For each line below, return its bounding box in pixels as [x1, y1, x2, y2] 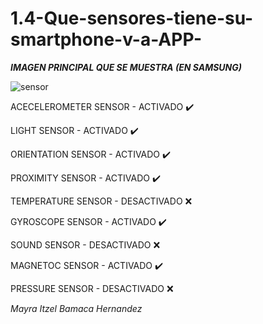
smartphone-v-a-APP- [10, 28, 203, 51]
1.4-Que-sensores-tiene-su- [10, 7, 254, 30]
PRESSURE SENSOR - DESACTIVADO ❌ [10, 282, 174, 294]
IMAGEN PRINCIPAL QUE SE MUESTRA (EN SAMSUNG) [10, 61, 242, 73]
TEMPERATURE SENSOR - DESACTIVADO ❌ [10, 195, 193, 207]
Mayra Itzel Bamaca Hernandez [10, 302, 143, 314]
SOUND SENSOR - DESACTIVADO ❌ [10, 238, 161, 251]
